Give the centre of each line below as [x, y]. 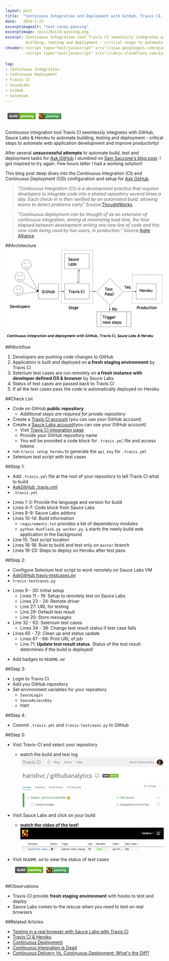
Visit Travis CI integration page [52, 430]
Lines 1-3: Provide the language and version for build [67, 502]
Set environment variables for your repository [60, 689]
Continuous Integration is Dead [45, 948]
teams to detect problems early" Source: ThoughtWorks [75, 204]
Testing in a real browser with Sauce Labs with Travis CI [70, 932]
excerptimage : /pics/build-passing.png [47, 32]
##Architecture [21, 245]
